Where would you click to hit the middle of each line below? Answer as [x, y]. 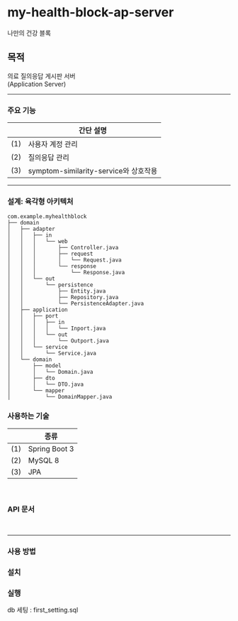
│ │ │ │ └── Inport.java [57, 329]
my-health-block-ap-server [91, 12]
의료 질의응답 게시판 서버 [41, 76]
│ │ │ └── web [38, 242]
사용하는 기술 [28, 416]
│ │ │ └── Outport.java [58, 341]
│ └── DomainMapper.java [60, 397]
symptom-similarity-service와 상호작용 [93, 171]
